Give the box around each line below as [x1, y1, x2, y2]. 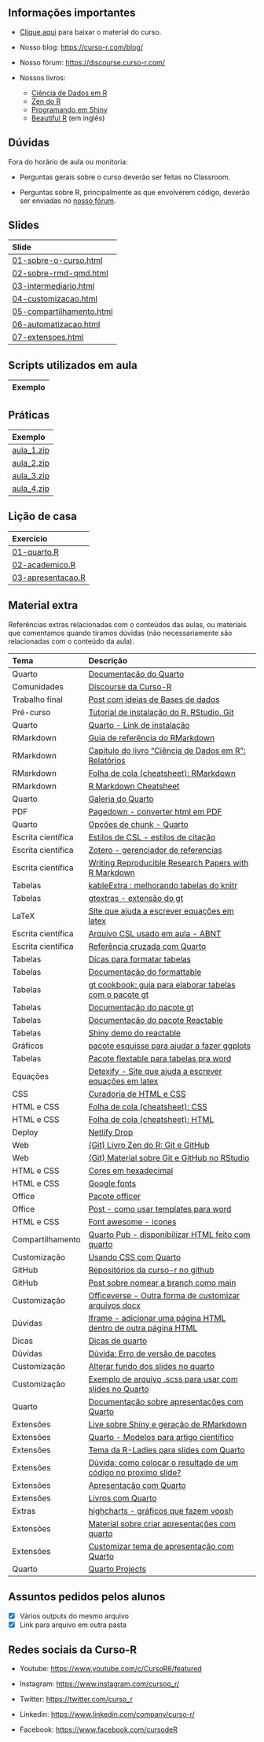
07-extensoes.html [12, 332, 84, 343]
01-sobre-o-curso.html [12, 255, 103, 266]
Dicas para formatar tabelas [88, 954, 191, 965]
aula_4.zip [12, 483, 49, 494]
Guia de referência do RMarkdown [88, 732, 214, 743]
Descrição [88, 655, 128, 666]
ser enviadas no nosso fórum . [19, 196, 116, 205]
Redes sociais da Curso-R [8, 1644, 137, 1657]
